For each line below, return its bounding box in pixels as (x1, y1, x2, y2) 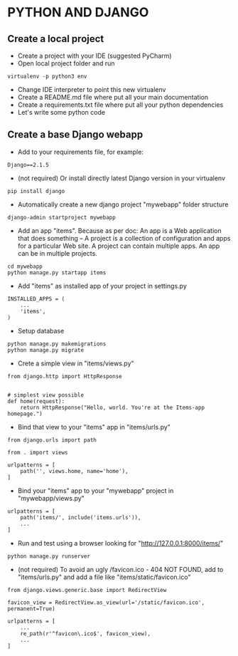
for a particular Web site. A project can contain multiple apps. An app (17, 241, 220, 250)
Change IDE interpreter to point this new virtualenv (17, 85, 166, 93)
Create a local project (7, 33, 104, 45)
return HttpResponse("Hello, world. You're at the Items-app (20, 404, 205, 411)
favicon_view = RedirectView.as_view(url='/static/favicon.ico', (7, 599, 205, 606)
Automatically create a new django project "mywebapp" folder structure (17, 200, 229, 209)
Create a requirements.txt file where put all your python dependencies (17, 100, 224, 109)
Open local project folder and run (17, 59, 115, 68)
